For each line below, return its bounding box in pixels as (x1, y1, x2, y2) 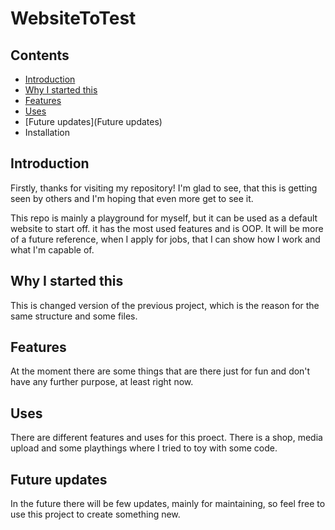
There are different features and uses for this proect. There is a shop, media (10, 432, 323, 444)
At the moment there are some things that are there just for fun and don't (10, 365, 311, 377)
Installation (24, 127, 71, 138)
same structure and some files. (10, 310, 138, 322)
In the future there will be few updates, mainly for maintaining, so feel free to (10, 498, 326, 510)
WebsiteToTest (10, 7, 137, 30)
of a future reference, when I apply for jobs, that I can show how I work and (10, 233, 321, 245)
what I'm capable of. (10, 243, 95, 256)
